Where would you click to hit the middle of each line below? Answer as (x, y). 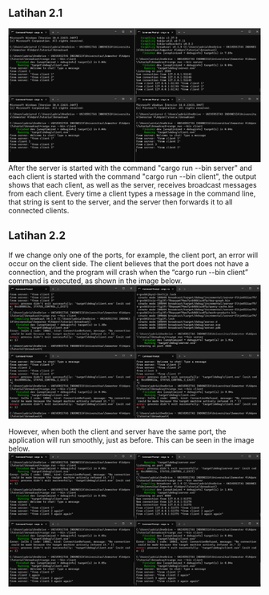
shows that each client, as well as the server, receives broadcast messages (133, 184)
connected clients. (39, 210)
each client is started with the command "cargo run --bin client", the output (132, 176)
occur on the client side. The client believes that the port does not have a (129, 263)
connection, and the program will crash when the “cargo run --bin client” (128, 272)
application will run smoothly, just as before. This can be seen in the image (131, 439)
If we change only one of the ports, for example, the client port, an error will (133, 255)
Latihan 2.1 (36, 13)
